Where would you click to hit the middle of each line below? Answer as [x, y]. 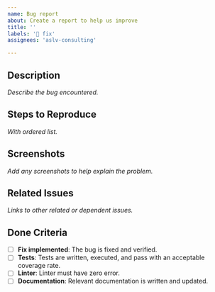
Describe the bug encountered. [53, 92]
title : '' [22, 27]
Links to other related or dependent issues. [70, 210]
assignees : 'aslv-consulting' [52, 40]
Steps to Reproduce [52, 114]
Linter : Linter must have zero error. [69, 273]
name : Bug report [33, 14]
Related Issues [40, 193]
